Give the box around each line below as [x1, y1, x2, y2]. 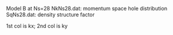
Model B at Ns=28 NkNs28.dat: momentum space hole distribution [6, 5, 168, 12]
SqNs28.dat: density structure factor [6, 11, 95, 18]
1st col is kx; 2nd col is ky [6, 23, 68, 29]
